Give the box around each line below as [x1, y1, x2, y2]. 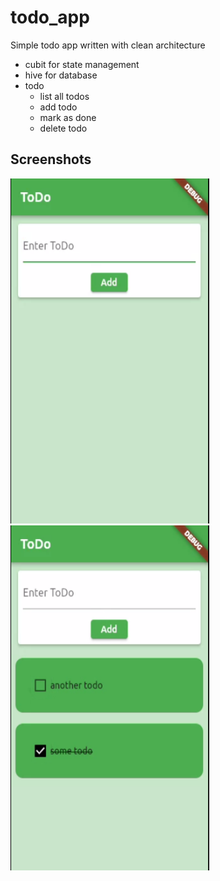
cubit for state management [24, 58, 140, 70]
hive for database [24, 69, 98, 81]
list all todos [39, 90, 90, 102]
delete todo [39, 122, 88, 134]
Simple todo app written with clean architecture [10, 39, 206, 51]
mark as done [39, 111, 97, 123]
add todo [39, 101, 78, 113]
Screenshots [10, 151, 92, 168]
